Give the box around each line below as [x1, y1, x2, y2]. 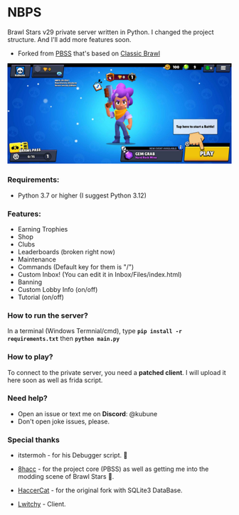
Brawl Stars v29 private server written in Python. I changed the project [7, 28, 214, 36]
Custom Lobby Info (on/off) [17, 285, 98, 293]
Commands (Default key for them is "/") [17, 262, 134, 271]
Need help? [7, 394, 48, 403]
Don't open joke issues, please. [17, 417, 110, 425]
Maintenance [17, 255, 57, 264]
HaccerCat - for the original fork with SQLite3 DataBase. [17, 486, 183, 494]
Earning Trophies [17, 224, 68, 233]
